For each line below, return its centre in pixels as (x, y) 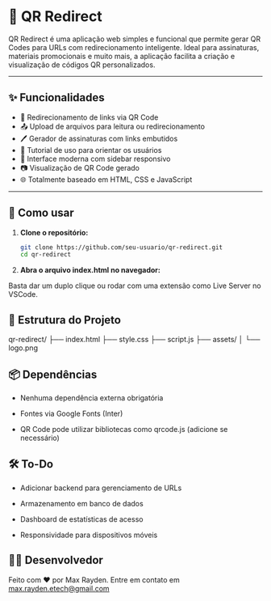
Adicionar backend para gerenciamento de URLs (101, 488)
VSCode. (23, 294)
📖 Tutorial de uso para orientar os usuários (91, 150)
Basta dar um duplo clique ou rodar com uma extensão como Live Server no (135, 286)
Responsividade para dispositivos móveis (89, 535)
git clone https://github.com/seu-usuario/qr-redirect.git (121, 247)
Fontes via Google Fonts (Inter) (71, 413)
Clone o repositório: (54, 232)
